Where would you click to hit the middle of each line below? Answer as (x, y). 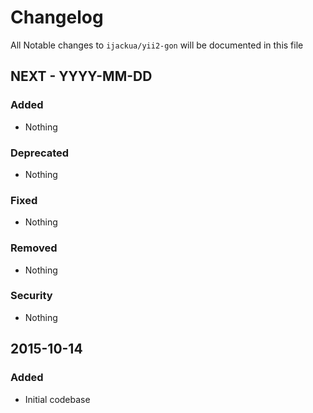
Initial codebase (57, 399)
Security (31, 296)
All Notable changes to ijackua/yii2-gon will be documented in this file (157, 45)
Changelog (57, 17)
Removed (34, 248)
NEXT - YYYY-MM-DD (81, 76)
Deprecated (40, 153)
